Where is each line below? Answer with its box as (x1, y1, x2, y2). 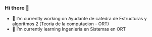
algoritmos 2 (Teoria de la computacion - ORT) (12, 21, 110, 27)
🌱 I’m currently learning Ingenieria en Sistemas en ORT (12, 26, 126, 32)
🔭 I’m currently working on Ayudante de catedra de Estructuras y (12, 16, 147, 22)
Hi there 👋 (5, 4, 30, 11)
